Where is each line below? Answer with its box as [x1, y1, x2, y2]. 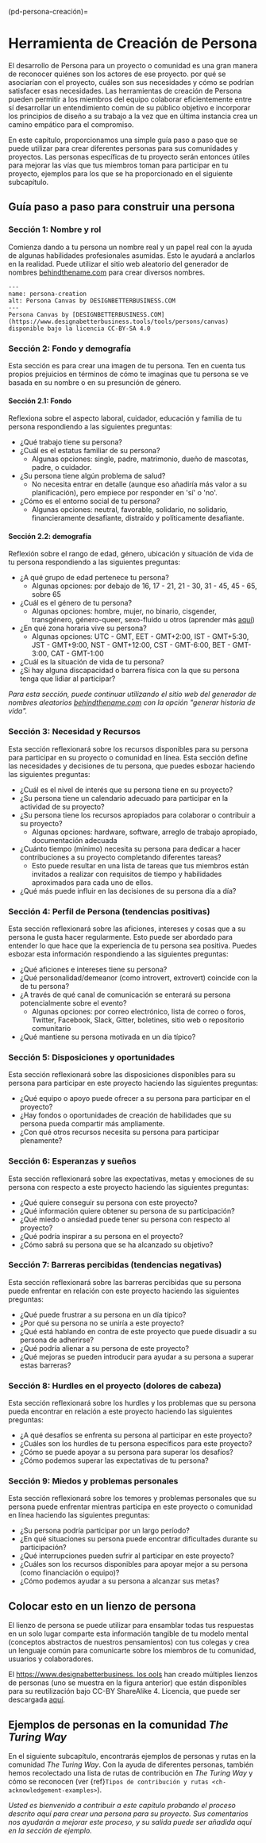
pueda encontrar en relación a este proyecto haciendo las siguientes [8, 1406, 233, 1416]
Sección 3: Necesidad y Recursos [8, 726, 141, 737]
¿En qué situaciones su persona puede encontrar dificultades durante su [19, 1534, 258, 1544]
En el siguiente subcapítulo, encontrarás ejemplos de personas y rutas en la [8, 1752, 256, 1761]
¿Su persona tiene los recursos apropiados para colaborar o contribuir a [19, 810, 256, 820]
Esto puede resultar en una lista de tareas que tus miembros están [31, 860, 249, 870]
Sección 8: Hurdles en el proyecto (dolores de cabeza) [8, 1380, 222, 1391]
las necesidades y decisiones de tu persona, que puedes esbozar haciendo [8, 761, 256, 771]
